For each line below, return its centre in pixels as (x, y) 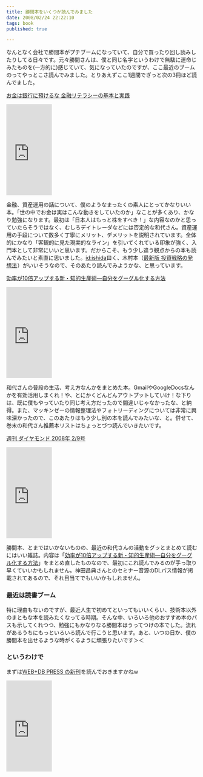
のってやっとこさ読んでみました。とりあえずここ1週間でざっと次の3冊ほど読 (101, 75)
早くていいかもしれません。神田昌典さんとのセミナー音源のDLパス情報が (97, 571)
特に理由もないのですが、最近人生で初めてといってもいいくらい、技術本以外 (101, 609)
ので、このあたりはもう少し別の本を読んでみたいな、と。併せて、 (115, 418)
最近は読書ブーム (31, 595)
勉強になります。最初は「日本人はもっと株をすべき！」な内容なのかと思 (101, 220)
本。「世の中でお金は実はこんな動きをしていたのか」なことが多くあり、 (95, 212)
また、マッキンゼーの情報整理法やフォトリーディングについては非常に (104, 410)
